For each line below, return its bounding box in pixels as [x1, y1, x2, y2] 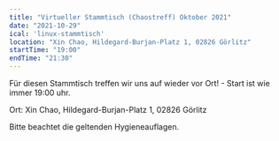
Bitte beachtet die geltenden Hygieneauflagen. [9, 122, 180, 132]
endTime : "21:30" [9, 54, 74, 63]
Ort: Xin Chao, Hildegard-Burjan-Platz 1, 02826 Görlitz [9, 105, 207, 115]
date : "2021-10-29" [9, 21, 81, 30]
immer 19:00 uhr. [9, 87, 71, 98]
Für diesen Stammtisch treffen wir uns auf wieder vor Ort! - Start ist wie [9, 78, 270, 88]
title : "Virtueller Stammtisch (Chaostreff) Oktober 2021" [9, 12, 232, 22]
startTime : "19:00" [9, 46, 81, 55]
